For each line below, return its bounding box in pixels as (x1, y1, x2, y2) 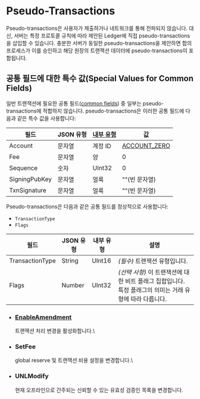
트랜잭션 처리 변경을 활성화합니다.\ (14, 328, 95, 335)
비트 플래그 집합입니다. (124, 277, 185, 285)
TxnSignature (9, 186, 46, 194)
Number (61, 281, 85, 289)
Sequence (9, 164, 38, 172)
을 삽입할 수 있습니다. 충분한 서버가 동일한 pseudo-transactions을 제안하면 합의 (6, 39, 192, 46)
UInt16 (92, 256, 111, 264)
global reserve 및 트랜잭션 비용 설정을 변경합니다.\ (14, 357, 133, 364)
